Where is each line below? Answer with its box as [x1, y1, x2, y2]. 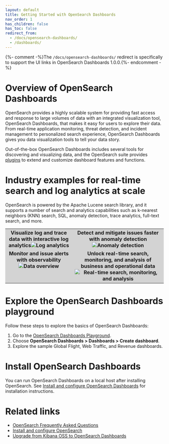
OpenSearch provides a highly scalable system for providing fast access [5, 109, 155, 116]
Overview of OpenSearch [5, 82, 113, 94]
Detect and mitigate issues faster [77, 229, 159, 236]
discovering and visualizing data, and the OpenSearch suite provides [5, 152, 148, 158]
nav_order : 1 [5, 17, 33, 22]
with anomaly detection [89, 235, 147, 242]
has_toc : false [5, 26, 37, 31]
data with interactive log [9, 235, 69, 242]
